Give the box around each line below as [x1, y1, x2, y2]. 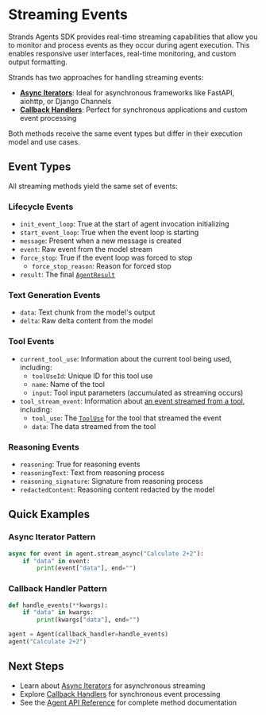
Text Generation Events [8, 289, 101, 300]
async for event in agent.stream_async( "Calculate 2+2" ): [8, 550, 204, 558]
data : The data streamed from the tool [31, 421, 156, 431]
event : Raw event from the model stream [19, 245, 153, 254]
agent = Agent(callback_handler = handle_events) [8, 630, 169, 639]
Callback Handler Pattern [8, 583, 107, 594]
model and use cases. [8, 137, 81, 146]
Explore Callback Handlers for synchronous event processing [19, 689, 221, 698]
